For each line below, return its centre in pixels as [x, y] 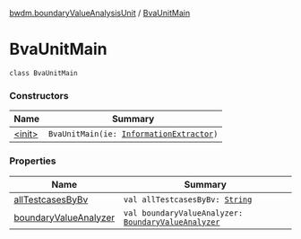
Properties [33, 161]
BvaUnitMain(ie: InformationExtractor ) [133, 134]
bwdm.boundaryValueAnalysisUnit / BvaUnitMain [100, 13]
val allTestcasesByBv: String [188, 199]
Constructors [39, 95]
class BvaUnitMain [43, 73]
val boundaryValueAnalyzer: [184, 213]
